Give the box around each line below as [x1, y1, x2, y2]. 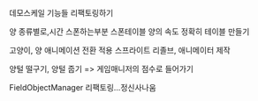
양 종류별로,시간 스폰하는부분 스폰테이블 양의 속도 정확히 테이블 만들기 [9, 26, 250, 37]
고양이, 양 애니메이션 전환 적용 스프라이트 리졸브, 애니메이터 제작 [9, 45, 231, 55]
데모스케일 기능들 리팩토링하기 [9, 8, 114, 18]
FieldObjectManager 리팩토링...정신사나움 [9, 83, 156, 92]
